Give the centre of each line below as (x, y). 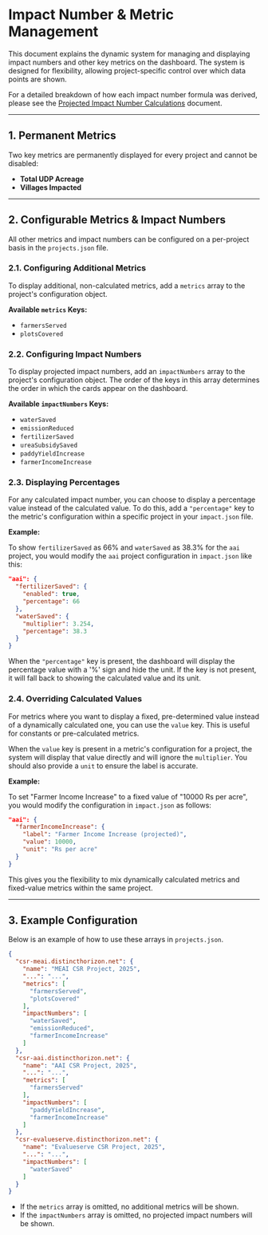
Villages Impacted (51, 187)
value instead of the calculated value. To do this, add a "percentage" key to (131, 508)
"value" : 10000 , (50, 842)
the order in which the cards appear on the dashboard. (98, 389)
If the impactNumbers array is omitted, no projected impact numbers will (136, 1215)
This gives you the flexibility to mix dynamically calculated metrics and (124, 879)
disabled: (23, 163)
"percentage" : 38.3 (55, 631)
